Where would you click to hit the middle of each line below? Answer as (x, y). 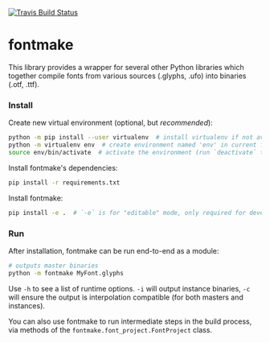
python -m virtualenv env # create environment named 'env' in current (133, 145)
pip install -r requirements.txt (64, 182)
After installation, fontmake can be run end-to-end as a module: (114, 250)
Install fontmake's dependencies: (63, 167)
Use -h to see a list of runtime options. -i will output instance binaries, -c (129, 288)
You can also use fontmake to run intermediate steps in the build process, (130, 321)
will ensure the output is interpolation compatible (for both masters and (126, 297)
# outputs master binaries (53, 266)
